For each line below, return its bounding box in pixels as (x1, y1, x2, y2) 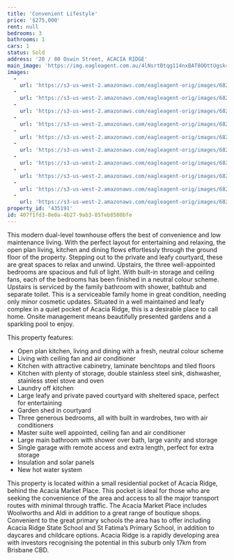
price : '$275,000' (7, 17, 61, 24)
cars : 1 (7, 43, 30, 50)
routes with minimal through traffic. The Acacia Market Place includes (7, 501, 208, 510)
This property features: (7, 333, 74, 341)
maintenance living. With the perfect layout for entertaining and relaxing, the (7, 238, 226, 246)
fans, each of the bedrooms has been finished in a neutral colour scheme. (7, 275, 219, 283)
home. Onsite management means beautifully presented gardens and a (7, 312, 211, 320)
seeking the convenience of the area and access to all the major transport (7, 494, 219, 502)
